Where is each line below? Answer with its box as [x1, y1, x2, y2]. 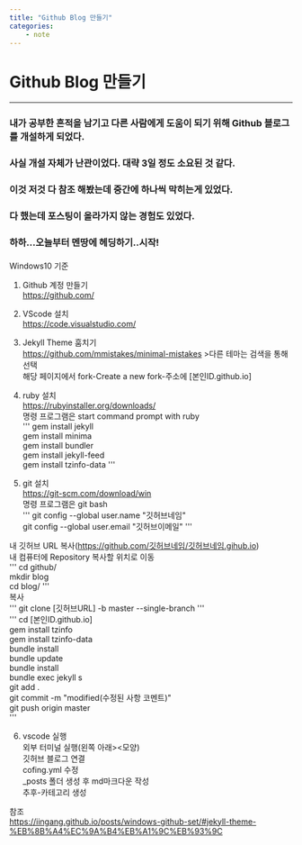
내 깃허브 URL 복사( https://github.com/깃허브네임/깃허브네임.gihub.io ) [9, 540, 260, 550]
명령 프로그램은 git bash [22, 498, 108, 509]
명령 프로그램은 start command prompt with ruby [22, 411, 200, 422]
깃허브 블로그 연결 [22, 753, 85, 764]
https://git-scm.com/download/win [22, 487, 152, 498]
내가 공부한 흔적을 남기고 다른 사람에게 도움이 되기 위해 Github [9, 117, 262, 130]
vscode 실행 [22, 731, 67, 741]
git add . [9, 681, 40, 692]
